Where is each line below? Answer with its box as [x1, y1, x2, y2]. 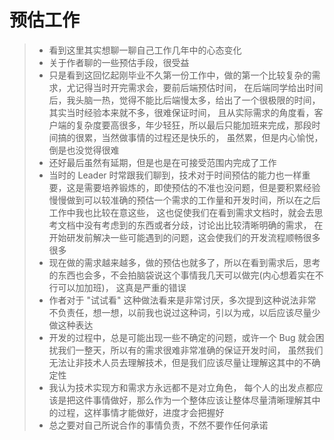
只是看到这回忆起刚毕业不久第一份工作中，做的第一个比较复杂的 [48, 69, 312, 81]
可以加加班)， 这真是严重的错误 [57, 281, 187, 293]
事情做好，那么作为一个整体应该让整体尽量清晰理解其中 [92, 394, 321, 406]
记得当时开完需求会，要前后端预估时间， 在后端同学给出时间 [75, 81, 324, 93]
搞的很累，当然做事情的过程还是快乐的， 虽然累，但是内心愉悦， [57, 131, 324, 143]
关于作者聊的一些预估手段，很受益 [48, 56, 190, 68]
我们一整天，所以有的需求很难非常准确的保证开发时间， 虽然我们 [57, 344, 324, 356]
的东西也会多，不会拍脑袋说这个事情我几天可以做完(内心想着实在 [48, 269, 316, 281]
